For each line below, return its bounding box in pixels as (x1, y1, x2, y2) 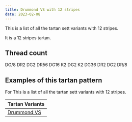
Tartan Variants (7, 101, 45, 108)
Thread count (5, 49, 48, 57)
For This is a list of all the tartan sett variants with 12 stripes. (5, 89, 127, 95)
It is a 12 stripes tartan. (5, 35, 51, 41)
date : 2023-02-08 (5, 12, 41, 17)
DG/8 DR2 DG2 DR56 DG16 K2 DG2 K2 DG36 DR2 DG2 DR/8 (5, 62, 128, 68)
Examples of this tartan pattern (5, 76, 102, 84)
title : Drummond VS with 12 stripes (5, 7, 80, 12)
